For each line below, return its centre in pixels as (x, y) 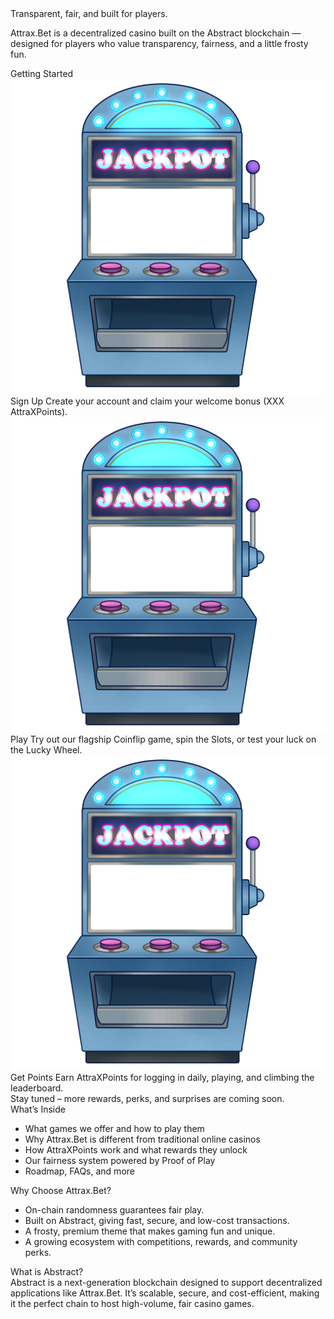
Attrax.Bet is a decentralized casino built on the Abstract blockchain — (156, 33)
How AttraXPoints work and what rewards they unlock (136, 1150)
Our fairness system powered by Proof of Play (120, 1160)
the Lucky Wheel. (46, 750)
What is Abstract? (47, 1271)
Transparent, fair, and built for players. (89, 13)
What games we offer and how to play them (114, 1128)
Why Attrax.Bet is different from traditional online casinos (142, 1139)
